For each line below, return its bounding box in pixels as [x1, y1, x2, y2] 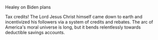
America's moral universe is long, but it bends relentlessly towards [5, 24, 141, 30]
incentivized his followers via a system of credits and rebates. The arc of [5, 19, 154, 25]
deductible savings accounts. [5, 30, 65, 35]
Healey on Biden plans [5, 4, 51, 10]
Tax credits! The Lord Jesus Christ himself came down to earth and [5, 14, 143, 19]
